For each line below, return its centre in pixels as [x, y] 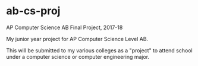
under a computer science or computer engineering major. [78, 56]
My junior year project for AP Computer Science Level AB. [77, 39]
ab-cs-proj [33, 11]
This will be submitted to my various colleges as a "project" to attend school [99, 50]
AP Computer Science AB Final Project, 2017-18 [65, 27]
